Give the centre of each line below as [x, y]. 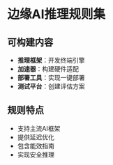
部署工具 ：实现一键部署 [51, 78]
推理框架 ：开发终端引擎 [51, 60]
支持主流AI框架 [39, 128]
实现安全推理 [36, 155]
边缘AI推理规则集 [56, 14]
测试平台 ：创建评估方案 [51, 86]
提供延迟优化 [36, 137]
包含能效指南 [36, 146]
